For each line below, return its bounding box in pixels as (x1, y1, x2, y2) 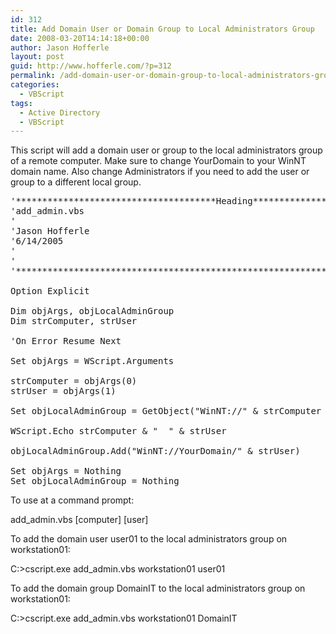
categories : (10, 80, 60, 90)
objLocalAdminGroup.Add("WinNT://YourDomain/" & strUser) (10, 446, 301, 457)
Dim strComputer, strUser (10, 316, 138, 327)
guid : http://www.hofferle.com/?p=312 (10, 61, 172, 71)
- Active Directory (19, 107, 101, 118)
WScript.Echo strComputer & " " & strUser (10, 426, 227, 437)
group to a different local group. (10, 176, 142, 188)
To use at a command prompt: (10, 494, 135, 506)
